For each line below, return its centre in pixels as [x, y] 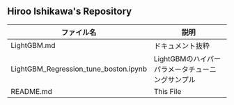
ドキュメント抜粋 [182, 46]
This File [167, 91]
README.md [31, 91]
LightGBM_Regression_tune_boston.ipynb [79, 69]
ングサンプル [175, 79]
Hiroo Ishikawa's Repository [70, 11]
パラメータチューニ [185, 69]
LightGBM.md [33, 45]
